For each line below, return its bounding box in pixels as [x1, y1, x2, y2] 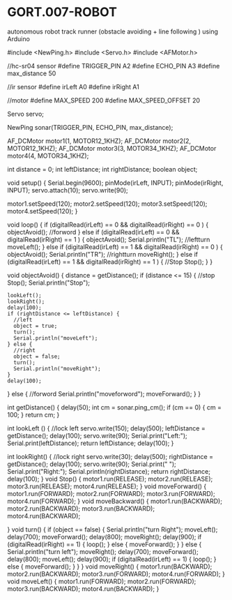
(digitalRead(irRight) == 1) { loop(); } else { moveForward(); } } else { [7, 540, 202, 548]
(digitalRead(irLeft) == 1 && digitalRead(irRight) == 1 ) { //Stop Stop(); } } [7, 257, 213, 266]
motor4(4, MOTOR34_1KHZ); [7, 151, 89, 160]
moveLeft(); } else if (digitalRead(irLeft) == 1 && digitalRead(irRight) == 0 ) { [7, 242, 223, 251]
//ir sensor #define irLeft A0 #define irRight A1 [7, 82, 139, 91]
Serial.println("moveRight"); [13, 365, 101, 372]
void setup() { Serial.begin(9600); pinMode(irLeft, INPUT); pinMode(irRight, [7, 179, 224, 187]
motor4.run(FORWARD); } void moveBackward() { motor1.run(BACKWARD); [7, 497, 223, 505]
